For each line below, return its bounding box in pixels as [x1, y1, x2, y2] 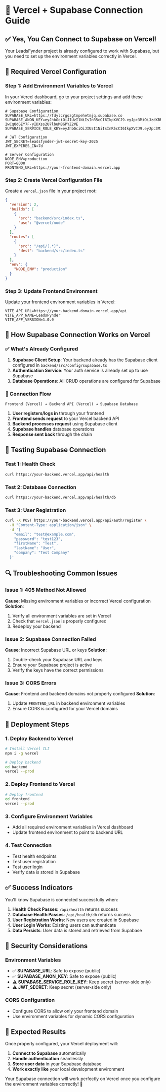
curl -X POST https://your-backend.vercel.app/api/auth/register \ [5, 518, 147, 523]
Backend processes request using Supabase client [12, 421, 118, 427]
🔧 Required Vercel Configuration [5, 68, 107, 76]
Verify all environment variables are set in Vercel [12, 613, 111, 618]
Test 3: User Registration [5, 506, 66, 513]
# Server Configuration [5, 152, 54, 157]
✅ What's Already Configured [5, 345, 78, 352]
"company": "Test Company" [14, 550, 70, 555]
